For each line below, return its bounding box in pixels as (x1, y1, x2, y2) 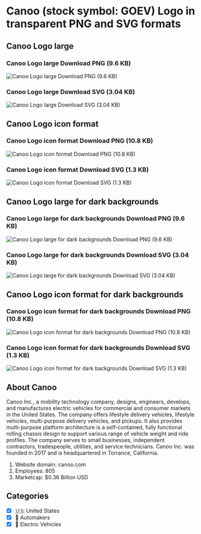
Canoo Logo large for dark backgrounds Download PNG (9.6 (6, 215, 185, 223)
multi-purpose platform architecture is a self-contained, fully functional (6, 423, 182, 431)
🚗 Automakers (14, 514, 50, 521)
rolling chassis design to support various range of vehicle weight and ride (6, 430, 188, 437)
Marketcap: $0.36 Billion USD (14, 473, 88, 480)
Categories (6, 491, 49, 502)
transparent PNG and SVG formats (6, 17, 182, 31)
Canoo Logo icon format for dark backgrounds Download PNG (6, 307, 191, 316)
